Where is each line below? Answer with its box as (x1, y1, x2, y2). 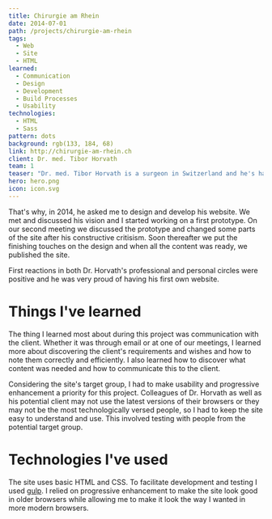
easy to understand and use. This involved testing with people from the (8, 413, 246, 423)
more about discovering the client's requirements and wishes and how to (8, 346, 252, 356)
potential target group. (8, 422, 83, 432)
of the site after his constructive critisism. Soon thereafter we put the (8, 232, 238, 243)
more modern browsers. (8, 503, 89, 513)
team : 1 (8, 162, 35, 171)
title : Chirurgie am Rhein (8, 11, 100, 20)
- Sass (15, 124, 38, 133)
